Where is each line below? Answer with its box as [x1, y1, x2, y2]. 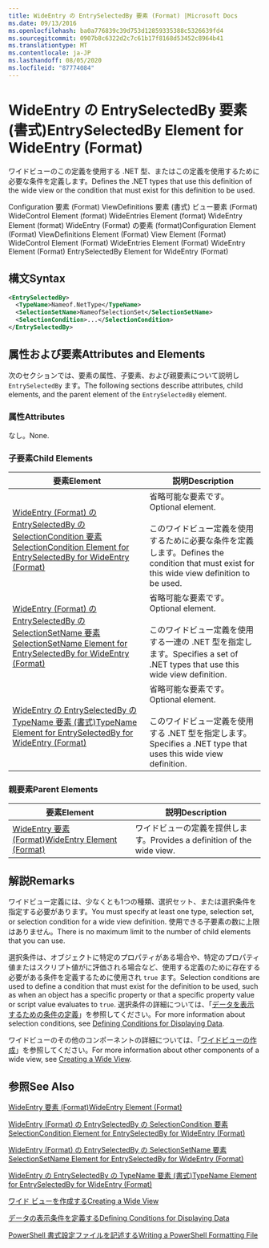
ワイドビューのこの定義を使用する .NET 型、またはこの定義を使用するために [8, 166, 260, 176]
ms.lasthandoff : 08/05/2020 [8, 57, 102, 65]
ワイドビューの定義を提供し [134, 822, 240, 833]
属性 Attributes [8, 411, 66, 422]
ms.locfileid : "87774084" [8, 64, 94, 72]
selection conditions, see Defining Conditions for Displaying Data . [8, 1018, 225, 1028]
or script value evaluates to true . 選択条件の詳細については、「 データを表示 [8, 1000, 255, 1010]
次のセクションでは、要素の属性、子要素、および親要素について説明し [8, 370, 240, 380]
